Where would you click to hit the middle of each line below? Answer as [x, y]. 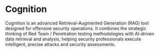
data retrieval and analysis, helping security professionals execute [73, 39]
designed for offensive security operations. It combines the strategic [76, 28]
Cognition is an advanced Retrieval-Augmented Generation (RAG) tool [77, 23]
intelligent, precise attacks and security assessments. [60, 44]
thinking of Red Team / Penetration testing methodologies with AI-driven [79, 33]
